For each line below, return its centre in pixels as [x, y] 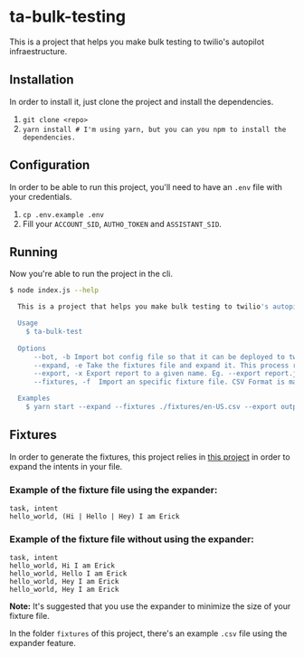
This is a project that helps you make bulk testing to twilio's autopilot [137, 42]
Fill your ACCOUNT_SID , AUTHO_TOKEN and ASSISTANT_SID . [122, 224]
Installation [42, 80]
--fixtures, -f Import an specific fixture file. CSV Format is [159, 382]
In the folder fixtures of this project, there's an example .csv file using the [148, 633]
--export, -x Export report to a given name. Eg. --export [147, 374]
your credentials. [41, 196]
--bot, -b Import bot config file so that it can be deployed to [159, 357]
